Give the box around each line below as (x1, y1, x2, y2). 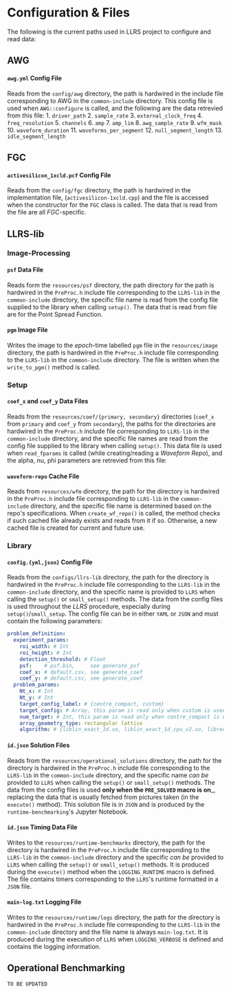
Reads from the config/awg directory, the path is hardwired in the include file (7, 89, 223, 98)
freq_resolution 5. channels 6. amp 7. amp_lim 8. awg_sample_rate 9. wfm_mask (7, 118, 222, 126)
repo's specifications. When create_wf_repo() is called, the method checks (7, 509, 221, 517)
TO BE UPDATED (7, 981, 48, 988)
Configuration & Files (7, 5, 131, 21)
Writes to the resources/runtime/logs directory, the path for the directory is (7, 913, 221, 922)
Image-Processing (7, 249, 71, 258)
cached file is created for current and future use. (7, 524, 146, 532)
